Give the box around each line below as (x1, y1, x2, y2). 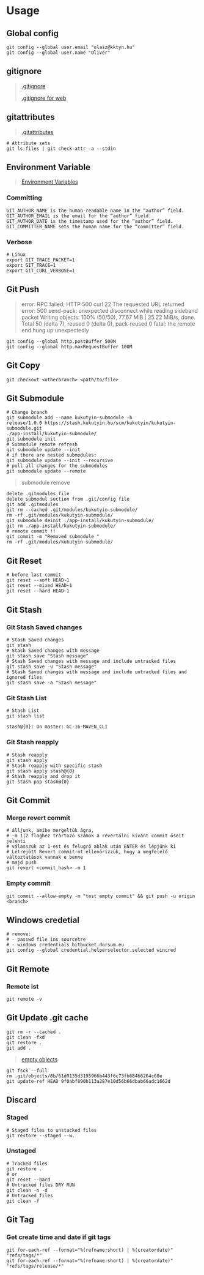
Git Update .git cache (6, 1012, 89, 1023)
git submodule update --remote (6, 468, 86, 474)
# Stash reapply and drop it (6, 773, 81, 779)
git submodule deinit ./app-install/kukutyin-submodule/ (6, 518, 155, 524)
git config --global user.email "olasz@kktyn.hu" (6, 44, 136, 50)
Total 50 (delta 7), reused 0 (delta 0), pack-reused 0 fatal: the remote (21, 320, 195, 327)
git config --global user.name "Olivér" (6, 50, 111, 56)
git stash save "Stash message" (6, 652, 89, 659)
